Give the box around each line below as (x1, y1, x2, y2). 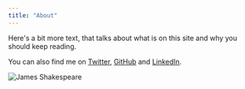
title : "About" (8, 11, 58, 20)
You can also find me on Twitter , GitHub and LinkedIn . (8, 57, 182, 66)
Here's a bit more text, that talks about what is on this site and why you (8, 33, 238, 43)
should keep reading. (8, 41, 77, 51)
